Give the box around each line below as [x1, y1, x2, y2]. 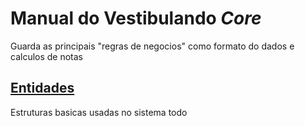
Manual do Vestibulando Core [10, 7, 262, 30]
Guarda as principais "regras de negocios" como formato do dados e [10, 40, 295, 52]
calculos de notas [10, 50, 84, 62]
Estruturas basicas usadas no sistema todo [10, 106, 188, 118]
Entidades [10, 80, 75, 97]
